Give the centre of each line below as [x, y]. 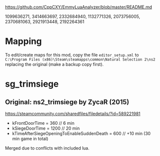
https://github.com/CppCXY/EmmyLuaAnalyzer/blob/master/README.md [79, 7]
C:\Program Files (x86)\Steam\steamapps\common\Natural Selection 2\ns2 [80, 59]
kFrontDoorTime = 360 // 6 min [43, 123]
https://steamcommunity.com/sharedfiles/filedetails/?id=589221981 [73, 114]
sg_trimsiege [32, 84]
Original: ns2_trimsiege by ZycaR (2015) [67, 102]
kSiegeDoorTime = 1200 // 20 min [46, 128]
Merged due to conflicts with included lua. [47, 148]
